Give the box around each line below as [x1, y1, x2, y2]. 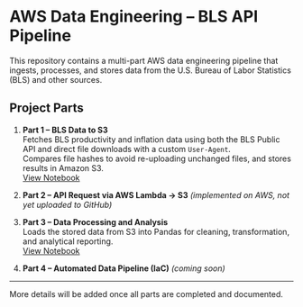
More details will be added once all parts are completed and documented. [9, 288, 284, 299]
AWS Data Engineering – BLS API [9, 6, 259, 27]
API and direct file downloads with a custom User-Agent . [22, 143, 232, 154]
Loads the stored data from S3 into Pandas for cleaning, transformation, [22, 226, 290, 237]
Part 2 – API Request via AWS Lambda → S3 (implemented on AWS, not [22, 189, 290, 200]
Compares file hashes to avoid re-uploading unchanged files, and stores [22, 153, 291, 164]
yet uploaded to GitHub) [22, 199, 113, 210]
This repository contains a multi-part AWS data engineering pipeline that [9, 55, 279, 66]
